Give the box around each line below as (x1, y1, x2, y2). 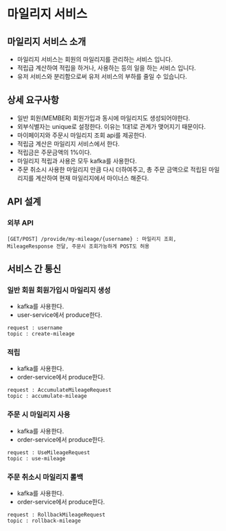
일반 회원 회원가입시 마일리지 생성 (7, 285, 111, 295)
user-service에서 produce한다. (16, 311, 103, 319)
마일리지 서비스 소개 (7, 36, 86, 47)
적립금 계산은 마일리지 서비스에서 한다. (16, 139, 120, 147)
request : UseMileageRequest (7, 449, 90, 456)
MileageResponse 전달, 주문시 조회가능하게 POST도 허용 (7, 243, 150, 250)
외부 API (7, 218, 34, 228)
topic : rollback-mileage (7, 517, 81, 525)
